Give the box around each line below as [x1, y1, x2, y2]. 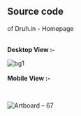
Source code [7, 6, 64, 18]
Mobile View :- [7, 74, 51, 82]
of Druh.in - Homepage [7, 24, 74, 32]
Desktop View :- [7, 45, 55, 53]
